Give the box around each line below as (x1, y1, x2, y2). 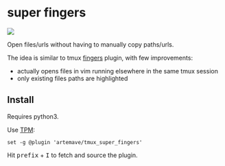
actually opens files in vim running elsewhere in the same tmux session (16, 67, 218, 75)
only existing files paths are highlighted (16, 74, 128, 82)
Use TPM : (7, 126, 36, 134)
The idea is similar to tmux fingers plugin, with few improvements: (7, 54, 193, 62)
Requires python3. (7, 112, 59, 121)
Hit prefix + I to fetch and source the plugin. (7, 151, 139, 159)
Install (7, 94, 34, 106)
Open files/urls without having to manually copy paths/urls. (7, 40, 174, 49)
